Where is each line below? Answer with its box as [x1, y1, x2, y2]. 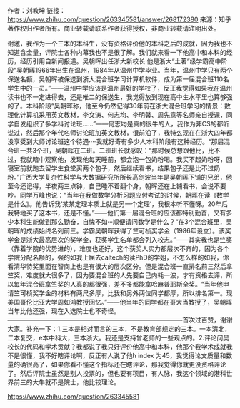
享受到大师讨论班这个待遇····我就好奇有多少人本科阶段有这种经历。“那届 [13, 138, 224, 146]
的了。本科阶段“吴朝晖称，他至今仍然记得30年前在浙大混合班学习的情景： [7, 102, 225, 110]
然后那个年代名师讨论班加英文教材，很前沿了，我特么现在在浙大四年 [26, 128, 226, 137]
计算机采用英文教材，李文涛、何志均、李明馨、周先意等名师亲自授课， [19, 111, 226, 119]
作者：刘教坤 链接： [7, 6, 66, 14]
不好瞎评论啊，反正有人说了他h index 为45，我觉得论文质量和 [44, 352, 226, 359]
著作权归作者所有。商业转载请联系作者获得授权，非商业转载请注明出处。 [7, 24, 220, 32]
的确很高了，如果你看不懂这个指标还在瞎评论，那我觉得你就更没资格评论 [13, 360, 226, 369]
